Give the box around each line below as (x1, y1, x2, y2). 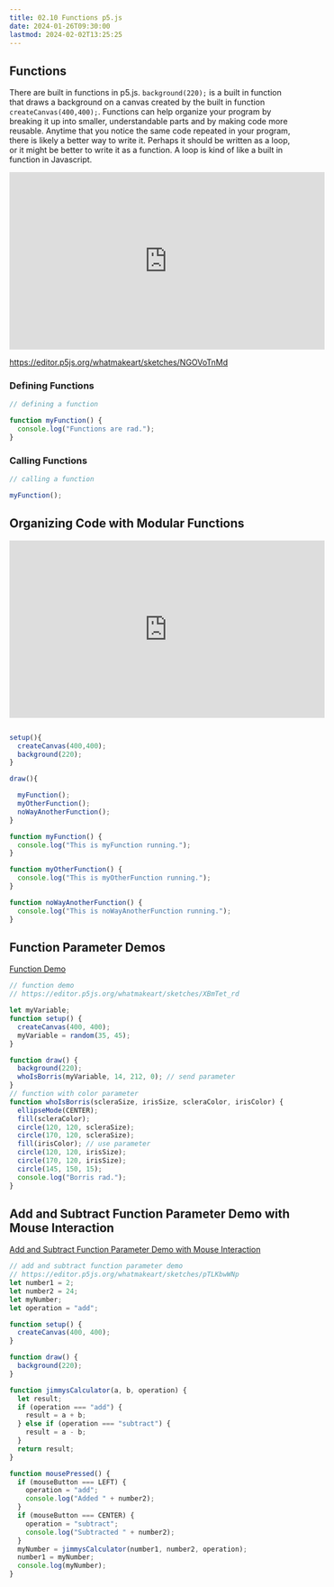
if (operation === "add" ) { (17, 1402, 123, 1411)
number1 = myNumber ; (17, 1553, 95, 1562)
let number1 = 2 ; (9, 1279, 75, 1288)
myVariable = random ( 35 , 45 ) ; (17, 1031, 131, 1040)
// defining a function (9, 400, 99, 409)
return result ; (17, 1444, 75, 1454)
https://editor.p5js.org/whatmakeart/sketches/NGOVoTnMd (9, 357, 229, 368)
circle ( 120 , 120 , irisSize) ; (17, 1148, 127, 1157)
